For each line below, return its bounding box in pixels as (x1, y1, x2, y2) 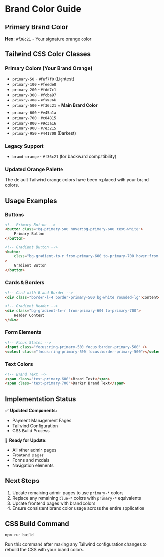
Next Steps (5, 477, 40, 485)
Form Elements (5, 329, 41, 336)
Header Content (14, 313, 45, 318)
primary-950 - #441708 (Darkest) (12, 130, 77, 136)
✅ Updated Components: (5, 407, 57, 413)
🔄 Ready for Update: (5, 437, 47, 443)
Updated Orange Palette (5, 166, 63, 173)
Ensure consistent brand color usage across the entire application (12, 505, 145, 511)
